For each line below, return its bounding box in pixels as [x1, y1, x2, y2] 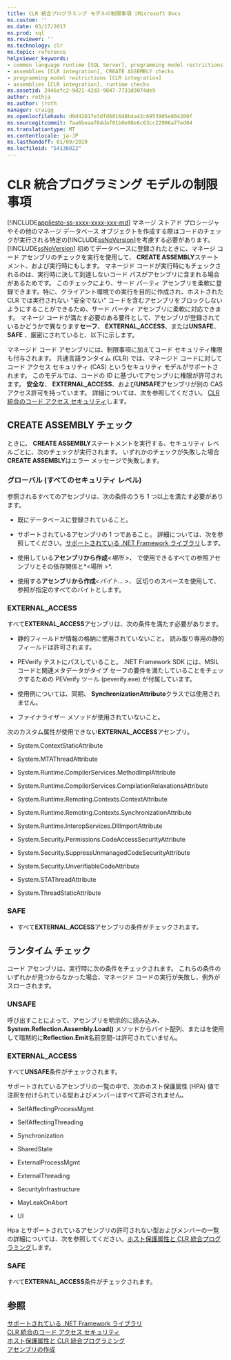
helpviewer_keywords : [7, 55, 70, 62]
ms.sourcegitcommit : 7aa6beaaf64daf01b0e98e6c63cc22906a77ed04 [7, 119, 193, 126]
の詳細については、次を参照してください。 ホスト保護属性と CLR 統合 [7, 1235, 203, 1243]
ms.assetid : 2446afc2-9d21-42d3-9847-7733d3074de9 [7, 87, 156, 94]
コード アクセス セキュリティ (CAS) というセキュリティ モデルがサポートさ [7, 362, 219, 370]
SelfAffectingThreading [17, 1118, 83, 1126]
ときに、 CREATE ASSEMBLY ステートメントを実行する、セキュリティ [7, 439, 205, 447]
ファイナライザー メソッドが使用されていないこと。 [17, 713, 164, 721]
